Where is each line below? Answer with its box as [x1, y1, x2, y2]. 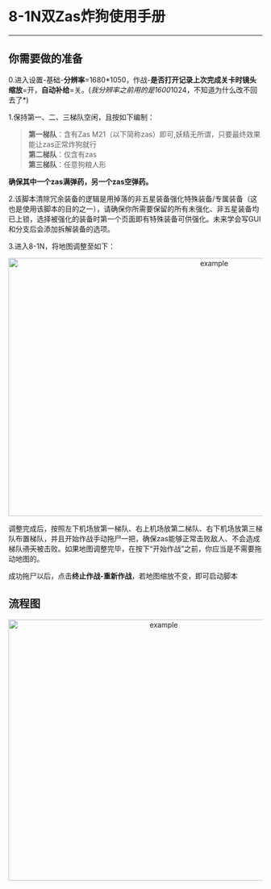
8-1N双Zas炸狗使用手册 [8, 7, 166, 26]
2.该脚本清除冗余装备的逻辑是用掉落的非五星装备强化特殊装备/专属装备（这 [8, 194, 258, 203]
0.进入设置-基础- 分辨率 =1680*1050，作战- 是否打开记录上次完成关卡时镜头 [8, 74, 256, 85]
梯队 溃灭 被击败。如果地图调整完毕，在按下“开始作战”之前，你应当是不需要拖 [8, 544, 262, 553]
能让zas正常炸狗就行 [27, 139, 97, 149]
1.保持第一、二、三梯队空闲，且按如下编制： [8, 112, 155, 122]
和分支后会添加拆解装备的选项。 [8, 223, 115, 234]
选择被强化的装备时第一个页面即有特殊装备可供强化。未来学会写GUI [35, 214, 261, 223]
